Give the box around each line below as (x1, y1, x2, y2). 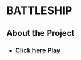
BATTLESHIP (6, 4, 72, 18)
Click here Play (15, 46, 61, 55)
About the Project (6, 28, 75, 38)
